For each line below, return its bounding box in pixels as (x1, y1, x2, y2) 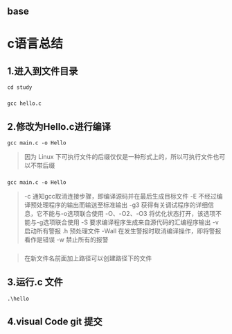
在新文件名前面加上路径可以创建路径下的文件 (24, 253, 152, 262)
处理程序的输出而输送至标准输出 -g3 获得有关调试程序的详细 (36, 201, 208, 209)
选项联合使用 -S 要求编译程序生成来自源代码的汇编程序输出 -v (42, 218, 220, 226)
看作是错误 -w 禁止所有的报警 (24, 235, 109, 244)
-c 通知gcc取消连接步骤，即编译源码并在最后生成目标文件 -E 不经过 (24, 192, 217, 201)
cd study (7, 84, 33, 91)
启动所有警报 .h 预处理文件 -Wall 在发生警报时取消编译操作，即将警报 (24, 227, 222, 235)
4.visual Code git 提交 (7, 316, 102, 328)
